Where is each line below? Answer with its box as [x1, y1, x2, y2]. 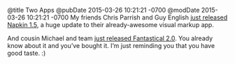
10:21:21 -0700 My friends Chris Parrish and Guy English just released [27, 13, 228, 22]
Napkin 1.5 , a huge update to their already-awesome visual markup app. [7, 21, 215, 29]
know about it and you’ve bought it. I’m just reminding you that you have [7, 42, 215, 49]
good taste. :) [7, 49, 46, 57]
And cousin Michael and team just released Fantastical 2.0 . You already [7, 34, 213, 42]
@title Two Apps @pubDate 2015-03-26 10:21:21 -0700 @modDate [7, 6, 200, 14]
